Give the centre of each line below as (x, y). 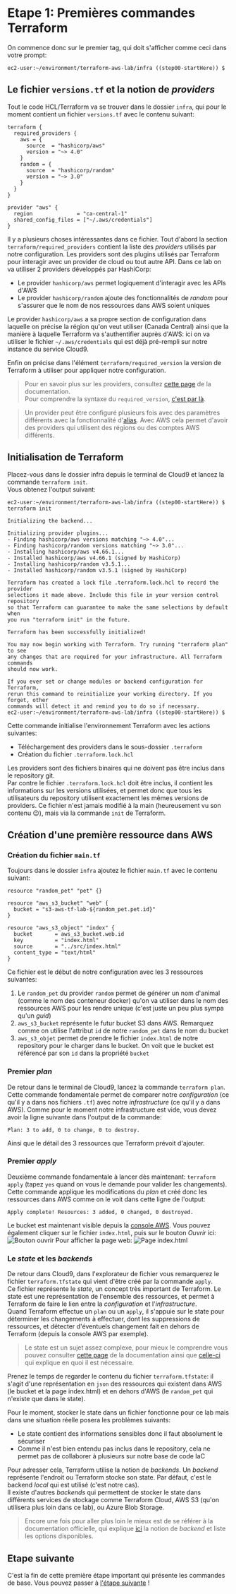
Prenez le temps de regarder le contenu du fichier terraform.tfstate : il (110, 1376)
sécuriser (31, 1441)
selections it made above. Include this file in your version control (113, 595)
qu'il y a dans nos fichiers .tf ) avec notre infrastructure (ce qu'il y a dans (114, 1102)
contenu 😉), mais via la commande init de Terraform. (87, 813)
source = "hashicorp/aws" (66, 145)
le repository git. (31, 775)
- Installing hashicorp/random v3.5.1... (69, 564)
